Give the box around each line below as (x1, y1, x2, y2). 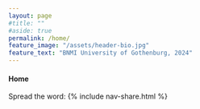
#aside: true (8, 26, 52, 34)
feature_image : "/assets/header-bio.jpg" (8, 42, 150, 50)
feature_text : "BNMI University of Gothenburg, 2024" (8, 49, 194, 57)
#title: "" (8, 19, 45, 27)
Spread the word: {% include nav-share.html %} (8, 91, 168, 101)
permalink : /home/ (8, 34, 70, 42)
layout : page (8, 11, 52, 20)
